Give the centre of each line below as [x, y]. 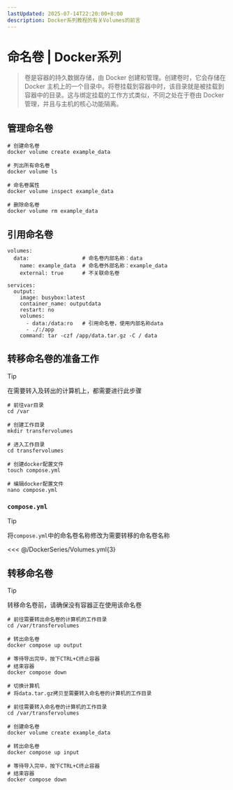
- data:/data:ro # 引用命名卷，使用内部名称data [95, 324]
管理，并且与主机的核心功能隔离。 [73, 104]
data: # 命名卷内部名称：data [78, 259]
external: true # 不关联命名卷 [70, 274]
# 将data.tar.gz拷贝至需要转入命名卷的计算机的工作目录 [80, 693]
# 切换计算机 [23, 686]
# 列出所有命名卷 [29, 166]
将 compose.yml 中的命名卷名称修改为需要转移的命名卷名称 [89, 535]
